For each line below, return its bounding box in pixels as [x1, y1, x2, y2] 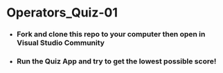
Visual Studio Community [16, 38, 105, 48]
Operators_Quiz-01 [6, 5, 118, 21]
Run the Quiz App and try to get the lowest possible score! [16, 56, 217, 66]
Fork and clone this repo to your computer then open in [16, 30, 206, 39]
